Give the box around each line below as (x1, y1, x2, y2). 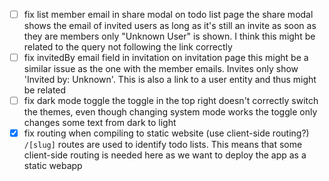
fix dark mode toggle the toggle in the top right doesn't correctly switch (23, 95, 319, 107)
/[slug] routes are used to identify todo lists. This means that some (23, 139, 303, 151)
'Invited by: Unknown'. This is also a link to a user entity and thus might (23, 74, 317, 86)
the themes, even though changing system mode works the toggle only (23, 106, 318, 118)
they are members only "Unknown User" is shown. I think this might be (23, 30, 316, 43)
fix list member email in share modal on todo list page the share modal (23, 9, 314, 20)
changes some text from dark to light (23, 117, 177, 129)
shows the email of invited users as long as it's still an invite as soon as (23, 20, 317, 32)
